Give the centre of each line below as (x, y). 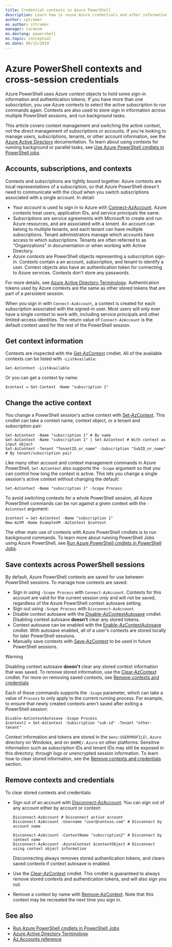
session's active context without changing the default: (62, 479)
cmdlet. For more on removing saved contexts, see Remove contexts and (82, 677)
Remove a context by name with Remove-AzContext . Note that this (83, 894)
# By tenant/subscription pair (39, 454)
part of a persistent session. (35, 293)
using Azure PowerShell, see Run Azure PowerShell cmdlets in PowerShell (83, 543)
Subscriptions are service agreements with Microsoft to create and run (87, 218)
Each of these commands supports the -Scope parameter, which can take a (84, 693)
